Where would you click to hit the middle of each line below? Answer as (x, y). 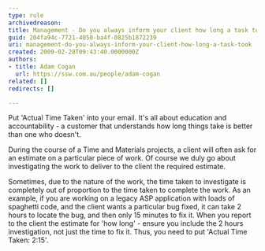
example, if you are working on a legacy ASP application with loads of (121, 198)
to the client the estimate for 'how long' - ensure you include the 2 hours (126, 223)
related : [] (28, 81)
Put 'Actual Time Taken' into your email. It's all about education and (118, 118)
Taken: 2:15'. (28, 240)
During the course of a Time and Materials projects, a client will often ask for (132, 149)
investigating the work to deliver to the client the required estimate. (117, 167)
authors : (22, 60)
